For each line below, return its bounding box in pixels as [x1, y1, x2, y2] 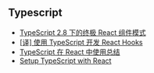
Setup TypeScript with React [19, 56, 112, 65]
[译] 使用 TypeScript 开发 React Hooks [19, 37, 143, 47]
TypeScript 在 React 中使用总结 [19, 47, 120, 57]
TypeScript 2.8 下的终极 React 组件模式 [19, 27, 146, 37]
